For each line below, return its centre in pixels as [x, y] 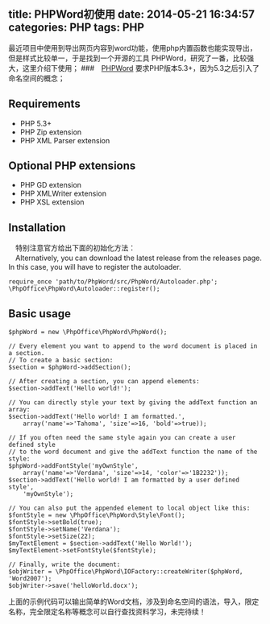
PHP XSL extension [52, 202]
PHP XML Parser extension [65, 140]
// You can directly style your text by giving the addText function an [133, 403]
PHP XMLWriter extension [63, 194]
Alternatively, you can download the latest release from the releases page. [138, 258]
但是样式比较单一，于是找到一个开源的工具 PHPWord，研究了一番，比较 [128, 58]
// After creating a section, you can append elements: [104, 382]
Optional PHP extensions [72, 166]
